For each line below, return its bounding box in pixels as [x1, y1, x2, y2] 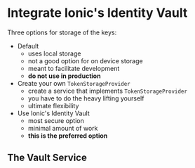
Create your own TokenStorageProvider [17, 79, 131, 87]
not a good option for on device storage [27, 56, 143, 65]
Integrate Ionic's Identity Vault [7, 5, 188, 21]
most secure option [27, 116, 84, 124]
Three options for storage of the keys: [7, 28, 117, 37]
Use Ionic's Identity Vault [17, 109, 90, 117]
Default [17, 41, 39, 50]
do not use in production [27, 72, 101, 80]
